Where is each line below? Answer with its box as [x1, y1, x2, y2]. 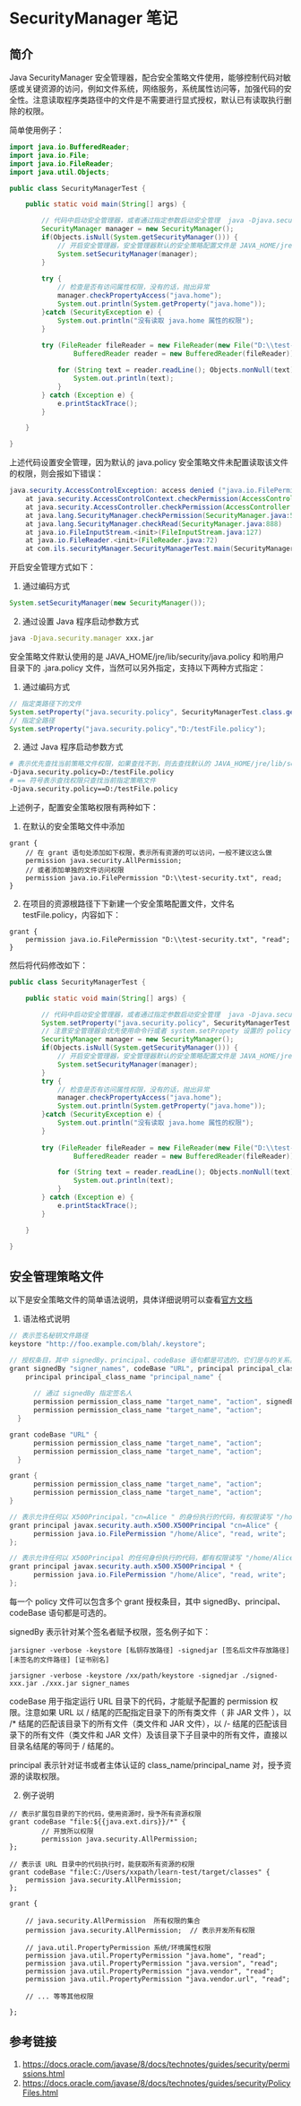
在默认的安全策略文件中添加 [21, 821, 125, 832]
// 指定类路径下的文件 [9, 699, 82, 708]
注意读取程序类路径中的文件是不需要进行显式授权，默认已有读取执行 [32, 95, 284, 105]
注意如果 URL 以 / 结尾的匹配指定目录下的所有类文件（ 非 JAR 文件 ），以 [24, 1706, 292, 1717]
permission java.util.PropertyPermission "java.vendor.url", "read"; [25, 1974, 291, 1983]
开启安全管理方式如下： [9, 562, 96, 573]
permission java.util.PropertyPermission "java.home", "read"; [25, 1951, 267, 1960]
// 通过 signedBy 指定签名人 [32, 1389, 133, 1398]
